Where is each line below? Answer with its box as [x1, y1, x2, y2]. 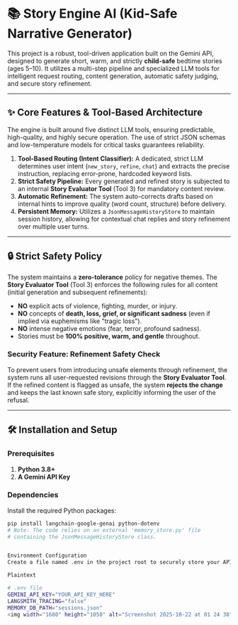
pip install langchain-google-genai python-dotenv [7, 520, 160, 527]
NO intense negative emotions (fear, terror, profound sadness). [17, 324, 202, 332]
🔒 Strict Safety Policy [7, 250, 103, 263]
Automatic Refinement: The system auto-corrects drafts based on [17, 192, 214, 200]
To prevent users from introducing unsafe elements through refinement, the [7, 365, 228, 374]
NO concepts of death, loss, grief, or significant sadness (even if [17, 309, 211, 317]
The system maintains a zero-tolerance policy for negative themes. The [7, 273, 217, 281]
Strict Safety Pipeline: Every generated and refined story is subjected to [17, 177, 230, 185]
